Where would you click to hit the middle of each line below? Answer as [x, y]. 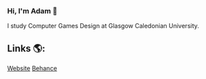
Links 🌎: [26, 48]
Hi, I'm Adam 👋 [32, 11]
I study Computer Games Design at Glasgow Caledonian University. [103, 26]
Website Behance [32, 69]
